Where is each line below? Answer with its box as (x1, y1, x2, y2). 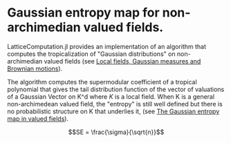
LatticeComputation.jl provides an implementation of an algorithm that (7, 42, 206, 50)
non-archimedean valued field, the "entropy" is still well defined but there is (7, 99, 223, 108)
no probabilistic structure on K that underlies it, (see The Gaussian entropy (7, 107, 220, 115)
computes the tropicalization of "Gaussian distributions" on (7, 50, 176, 58)
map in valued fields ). (7, 114, 69, 122)
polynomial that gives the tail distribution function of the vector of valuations (7, 85, 225, 93)
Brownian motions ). (7, 64, 63, 73)
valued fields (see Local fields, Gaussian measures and (44, 57, 201, 65)
